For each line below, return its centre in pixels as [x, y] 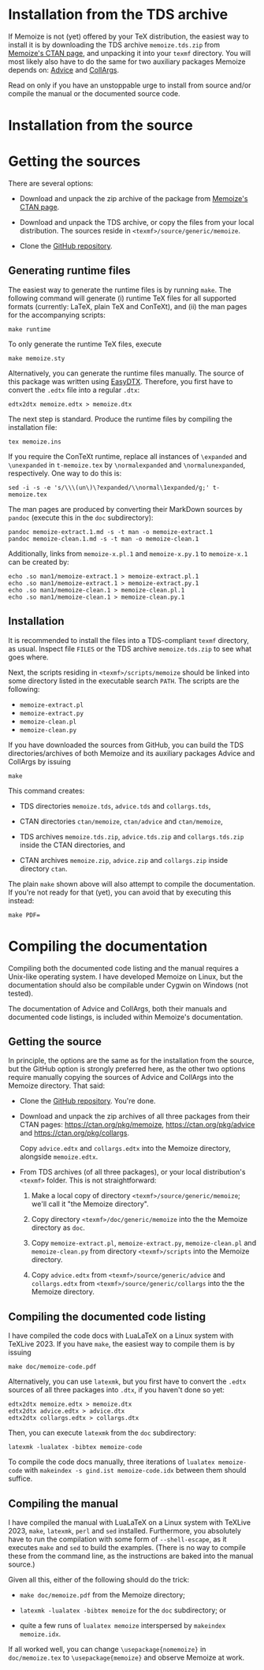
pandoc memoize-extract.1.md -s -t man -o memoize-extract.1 [111, 532]
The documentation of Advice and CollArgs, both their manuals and [117, 1008]
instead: [21, 900]
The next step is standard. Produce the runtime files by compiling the [120, 419]
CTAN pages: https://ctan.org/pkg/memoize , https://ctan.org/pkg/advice [137, 1125]
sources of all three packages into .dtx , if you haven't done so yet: [116, 1390]
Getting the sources [74, 161]
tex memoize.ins [35, 442]
